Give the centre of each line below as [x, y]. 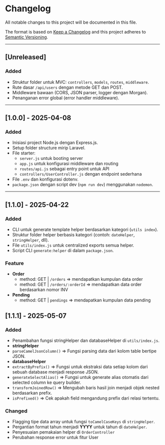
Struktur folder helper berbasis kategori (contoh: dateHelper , [73, 235]
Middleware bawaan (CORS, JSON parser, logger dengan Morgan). [80, 92]
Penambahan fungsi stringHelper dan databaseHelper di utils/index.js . [86, 340]
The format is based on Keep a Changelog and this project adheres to [76, 32]
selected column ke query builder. [47, 382]
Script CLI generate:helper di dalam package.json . [63, 250]
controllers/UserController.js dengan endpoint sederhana [81, 174]
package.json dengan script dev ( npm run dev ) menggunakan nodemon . [82, 185]
